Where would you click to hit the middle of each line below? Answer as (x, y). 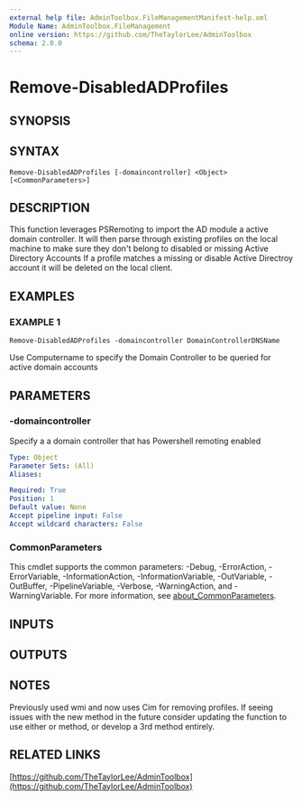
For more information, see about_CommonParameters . (176, 596)
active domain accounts (54, 368)
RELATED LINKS (55, 755)
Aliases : (26, 474)
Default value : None (48, 508)
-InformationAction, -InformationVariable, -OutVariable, (165, 577)
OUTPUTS (38, 654)
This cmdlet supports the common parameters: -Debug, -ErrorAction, (138, 567)
